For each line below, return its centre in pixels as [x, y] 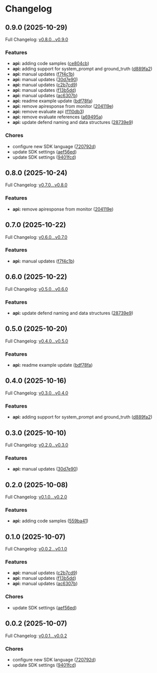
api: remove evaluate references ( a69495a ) [57, 117]
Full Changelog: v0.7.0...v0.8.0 [36, 185]
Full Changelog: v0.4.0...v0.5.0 [37, 341]
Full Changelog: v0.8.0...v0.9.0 [37, 39]
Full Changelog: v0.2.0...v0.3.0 [37, 445]
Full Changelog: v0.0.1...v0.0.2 [36, 636]
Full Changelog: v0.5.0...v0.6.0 [37, 289]
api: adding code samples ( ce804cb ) [51, 63]
